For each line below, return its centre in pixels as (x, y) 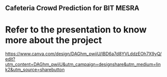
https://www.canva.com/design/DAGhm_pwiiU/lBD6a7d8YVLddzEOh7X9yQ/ (83, 54)
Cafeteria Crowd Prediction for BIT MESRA (72, 8)
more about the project (54, 40)
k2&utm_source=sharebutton (35, 70)
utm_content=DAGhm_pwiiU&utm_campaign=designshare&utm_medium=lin (83, 65)
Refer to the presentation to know (76, 30)
